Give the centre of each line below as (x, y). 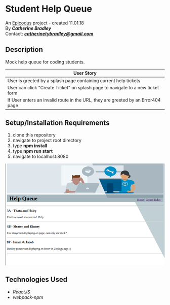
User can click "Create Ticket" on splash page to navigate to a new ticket (83, 87)
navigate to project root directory (47, 141)
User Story (85, 73)
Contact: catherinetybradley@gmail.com (49, 33)
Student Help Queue (49, 9)
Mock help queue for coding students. (45, 62)
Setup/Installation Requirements (57, 123)
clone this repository (34, 135)
